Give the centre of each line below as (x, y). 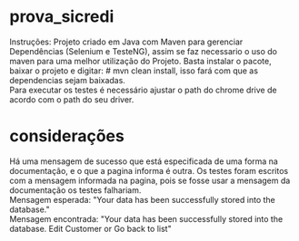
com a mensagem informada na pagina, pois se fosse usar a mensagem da (150, 180)
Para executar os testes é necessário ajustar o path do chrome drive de (143, 90)
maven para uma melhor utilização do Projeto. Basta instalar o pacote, (140, 61)
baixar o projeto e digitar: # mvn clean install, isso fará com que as (134, 71)
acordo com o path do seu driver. (72, 99)
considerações (67, 136)
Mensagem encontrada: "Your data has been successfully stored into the (146, 218)
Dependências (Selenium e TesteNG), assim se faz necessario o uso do (143, 51)
